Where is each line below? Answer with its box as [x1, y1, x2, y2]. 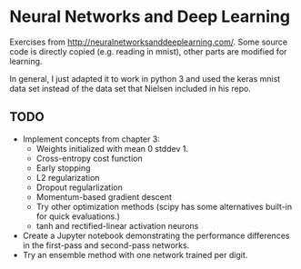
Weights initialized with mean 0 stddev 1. [35, 143, 189, 154]
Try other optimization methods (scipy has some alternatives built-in [35, 201, 293, 212]
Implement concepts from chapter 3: [22, 134, 161, 144]
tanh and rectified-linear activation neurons [35, 220, 199, 231]
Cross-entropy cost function [35, 153, 143, 164]
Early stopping [35, 162, 91, 174]
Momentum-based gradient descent [35, 191, 173, 202]
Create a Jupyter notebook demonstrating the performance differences [22, 230, 290, 241]
